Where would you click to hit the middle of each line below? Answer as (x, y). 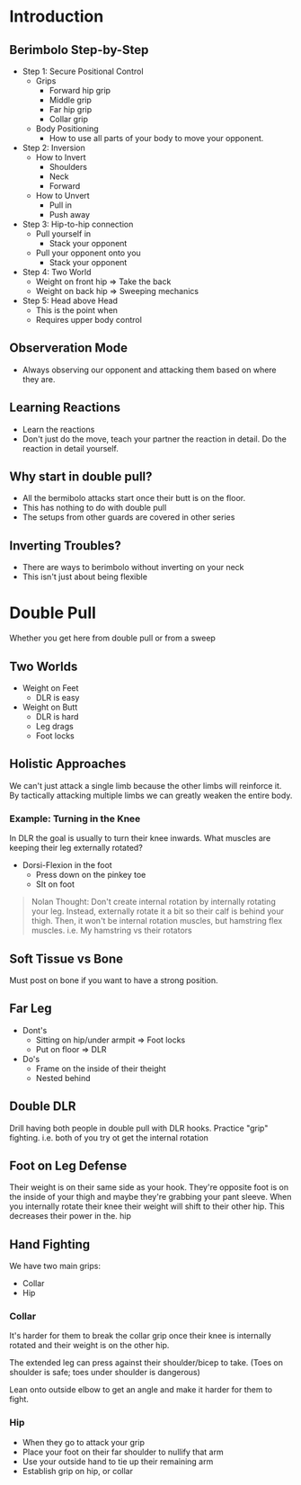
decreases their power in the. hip (71, 1216)
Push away (70, 215)
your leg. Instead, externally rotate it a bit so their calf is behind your (158, 911)
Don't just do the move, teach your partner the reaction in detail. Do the (155, 439)
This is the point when (77, 310)
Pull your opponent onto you (88, 253)
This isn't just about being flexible (85, 577)
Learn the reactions (58, 429)
